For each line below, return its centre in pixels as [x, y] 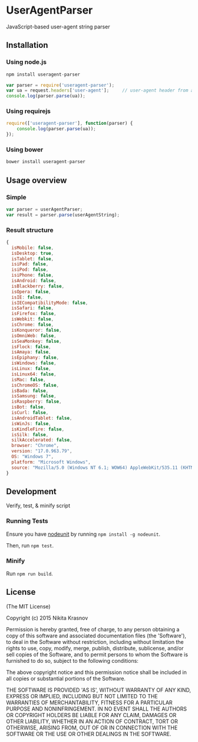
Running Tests [27, 521]
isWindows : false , [34, 363]
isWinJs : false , [31, 423]
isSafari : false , [33, 308]
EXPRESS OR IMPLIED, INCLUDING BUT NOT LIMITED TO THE [82, 696]
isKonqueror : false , [37, 330]
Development [32, 491]
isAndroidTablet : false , [42, 418]
